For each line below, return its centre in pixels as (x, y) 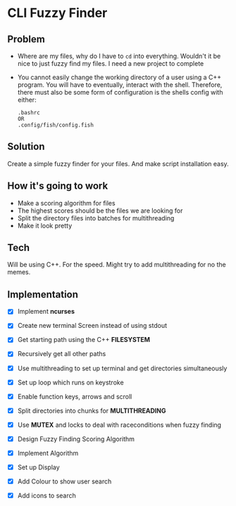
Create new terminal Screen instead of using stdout (92, 326)
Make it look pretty (45, 225)
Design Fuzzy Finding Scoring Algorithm (76, 439)
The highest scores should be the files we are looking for (100, 211)
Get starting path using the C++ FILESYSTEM (83, 340)
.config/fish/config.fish (55, 125)
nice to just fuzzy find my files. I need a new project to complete (111, 64)
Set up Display (38, 467)
